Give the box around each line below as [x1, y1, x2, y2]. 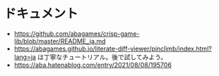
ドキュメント [4, 6, 79, 22]
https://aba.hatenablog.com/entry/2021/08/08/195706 [13, 61, 172, 69]
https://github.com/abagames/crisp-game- [13, 29, 140, 38]
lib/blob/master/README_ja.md [13, 37, 106, 45]
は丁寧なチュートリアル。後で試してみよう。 [37, 53, 167, 61]
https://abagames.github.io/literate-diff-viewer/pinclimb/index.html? [13, 44, 212, 53]
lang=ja [13, 53, 37, 61]
